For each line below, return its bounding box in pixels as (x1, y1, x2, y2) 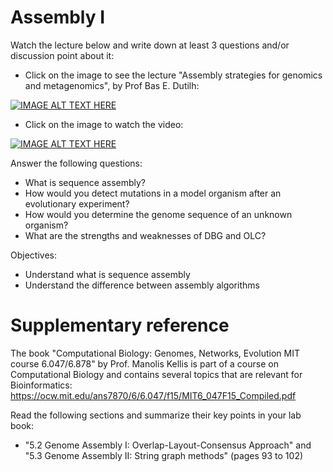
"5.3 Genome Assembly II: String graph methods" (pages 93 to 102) (24, 449, 304, 461)
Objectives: (10, 249, 57, 261)
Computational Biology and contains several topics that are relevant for (10, 368, 303, 380)
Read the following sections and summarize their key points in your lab (10, 409, 302, 421)
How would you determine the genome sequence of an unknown (24, 208, 293, 220)
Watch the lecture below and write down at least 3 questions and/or (10, 39, 290, 51)
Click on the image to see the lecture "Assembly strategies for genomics (24, 69, 323, 81)
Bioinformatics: (10, 379, 73, 391)
